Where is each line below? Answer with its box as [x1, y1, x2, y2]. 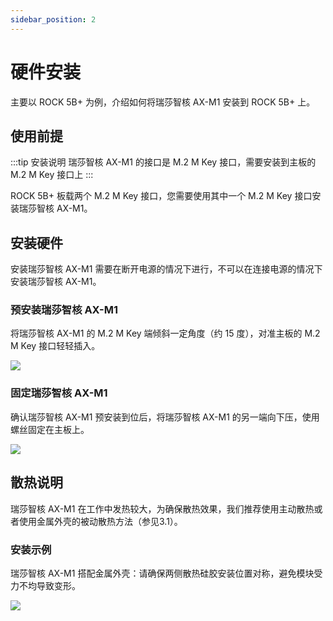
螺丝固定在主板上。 [10, 423, 90, 435]
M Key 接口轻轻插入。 [10, 340, 101, 352]
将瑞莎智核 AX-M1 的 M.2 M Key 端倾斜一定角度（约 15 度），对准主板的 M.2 [10, 327, 321, 340]
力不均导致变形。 [10, 579, 81, 591]
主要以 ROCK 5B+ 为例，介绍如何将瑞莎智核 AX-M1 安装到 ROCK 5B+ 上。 [10, 96, 316, 108]
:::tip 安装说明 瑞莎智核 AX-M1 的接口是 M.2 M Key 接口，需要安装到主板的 [10, 156, 317, 168]
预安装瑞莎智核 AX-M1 [10, 303, 118, 317]
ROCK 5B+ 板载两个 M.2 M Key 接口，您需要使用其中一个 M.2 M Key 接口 [10, 190, 313, 202]
